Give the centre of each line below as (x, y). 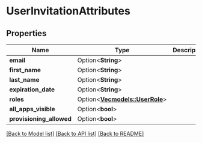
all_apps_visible (32, 109)
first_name (25, 70)
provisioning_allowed (41, 119)
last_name (24, 80)
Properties (26, 33)
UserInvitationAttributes (68, 11)
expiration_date (32, 90)
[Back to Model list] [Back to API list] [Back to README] (75, 134)
